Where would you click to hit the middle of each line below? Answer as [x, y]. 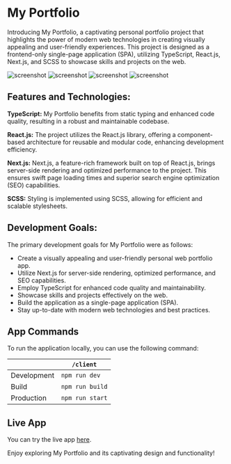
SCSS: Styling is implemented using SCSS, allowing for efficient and [105, 198]
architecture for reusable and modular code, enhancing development [125, 142]
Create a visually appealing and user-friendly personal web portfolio [115, 258]
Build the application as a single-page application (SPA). [98, 302]
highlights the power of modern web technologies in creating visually [106, 39]
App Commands [43, 331]
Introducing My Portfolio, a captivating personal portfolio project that [105, 32]
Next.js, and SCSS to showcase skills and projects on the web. [97, 61]
